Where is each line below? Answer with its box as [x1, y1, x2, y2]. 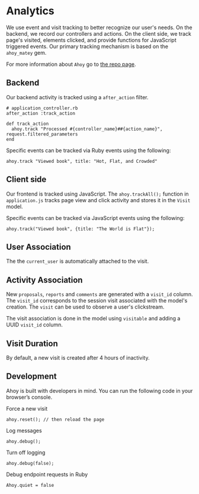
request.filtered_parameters [6, 131, 78, 137]
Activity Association [6, 275, 83, 285]
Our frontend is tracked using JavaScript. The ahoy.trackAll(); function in [6, 190, 189, 197]
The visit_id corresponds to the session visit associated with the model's [6, 297, 188, 304]
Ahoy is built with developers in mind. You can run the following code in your [6, 387, 193, 394]
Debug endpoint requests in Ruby [6, 471, 88, 478]
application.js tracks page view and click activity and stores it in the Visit [6, 196, 191, 203]
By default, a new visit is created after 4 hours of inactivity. [6, 354, 150, 361]
